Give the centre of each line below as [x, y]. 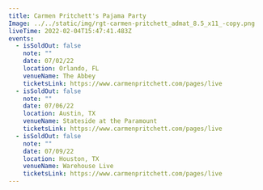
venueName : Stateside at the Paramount [90, 121]
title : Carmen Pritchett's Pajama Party [78, 16]
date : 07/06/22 [49, 106]
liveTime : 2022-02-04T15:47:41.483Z [70, 31]
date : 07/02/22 [49, 61]
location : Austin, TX [59, 114]
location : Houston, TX [61, 158]
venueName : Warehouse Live [68, 167]
